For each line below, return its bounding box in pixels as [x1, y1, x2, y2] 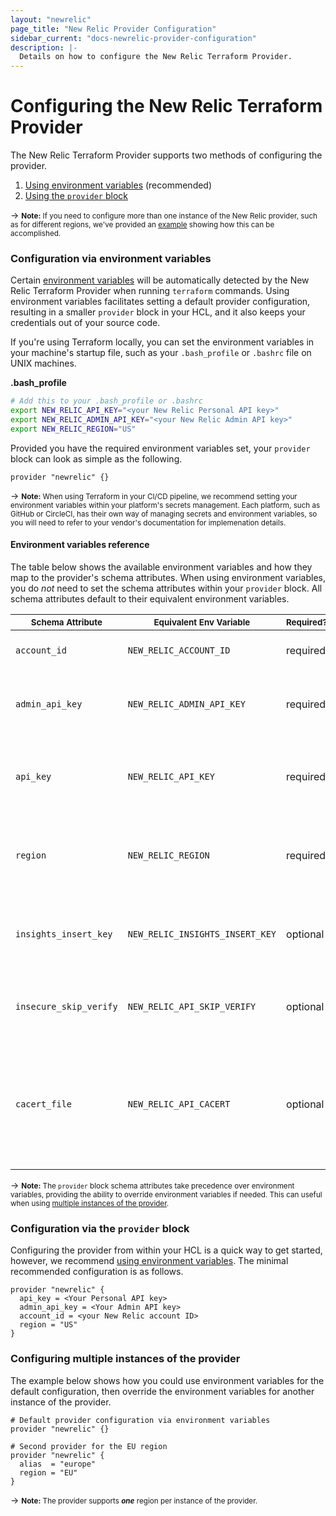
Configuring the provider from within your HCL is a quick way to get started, [10, 1244, 323, 1256]
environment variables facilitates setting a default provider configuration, [10, 296, 311, 308]
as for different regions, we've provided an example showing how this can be [10, 220, 275, 230]
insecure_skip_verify [15, 1001, 118, 1013]
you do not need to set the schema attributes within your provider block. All [10, 582, 323, 595]
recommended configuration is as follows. [10, 1266, 184, 1278]
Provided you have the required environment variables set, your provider [10, 442, 311, 454]
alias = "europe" [19, 1459, 97, 1469]
